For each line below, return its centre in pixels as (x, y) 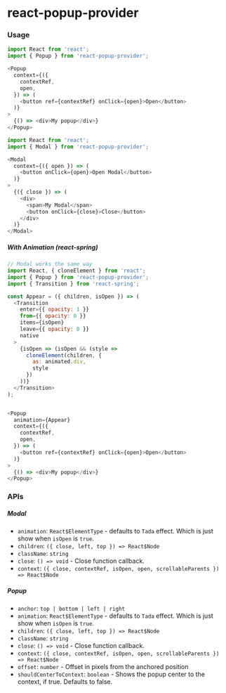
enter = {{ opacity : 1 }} (55, 310)
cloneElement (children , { (64, 355)
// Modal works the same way (50, 264)
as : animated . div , (59, 362)
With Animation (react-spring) (53, 247)
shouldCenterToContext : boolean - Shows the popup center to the (111, 674)
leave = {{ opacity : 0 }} (55, 329)
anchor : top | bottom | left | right (71, 609)
